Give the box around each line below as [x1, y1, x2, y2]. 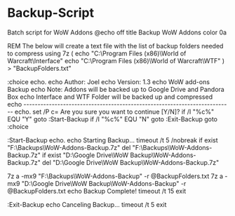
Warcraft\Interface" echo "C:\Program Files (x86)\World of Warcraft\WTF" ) [7, 56, 225, 65]
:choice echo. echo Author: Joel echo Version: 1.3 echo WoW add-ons [7, 77, 210, 86]
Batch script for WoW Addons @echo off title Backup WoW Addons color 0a [7, 28, 227, 36]
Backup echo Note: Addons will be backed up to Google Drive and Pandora [7, 85, 224, 93]
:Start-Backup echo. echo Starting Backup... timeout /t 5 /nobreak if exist [7, 135, 219, 144]
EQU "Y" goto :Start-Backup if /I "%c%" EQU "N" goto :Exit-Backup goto [7, 114, 217, 123]
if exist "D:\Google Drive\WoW [41, 151, 129, 159]
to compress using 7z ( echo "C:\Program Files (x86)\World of [7, 49, 187, 58]
